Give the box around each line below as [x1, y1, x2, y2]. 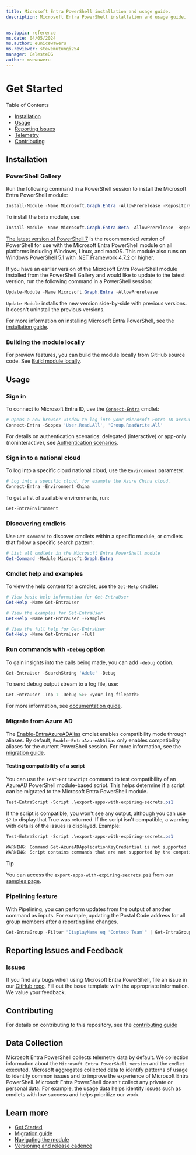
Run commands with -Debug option [6, 645, 106, 654]
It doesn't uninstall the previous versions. [6, 306, 105, 313]
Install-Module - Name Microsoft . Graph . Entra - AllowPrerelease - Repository [6, 203, 192, 209]
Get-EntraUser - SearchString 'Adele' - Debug [6, 670, 116, 676]
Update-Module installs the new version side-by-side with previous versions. [6, 300, 187, 307]
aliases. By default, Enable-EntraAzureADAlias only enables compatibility [6, 737, 180, 744]
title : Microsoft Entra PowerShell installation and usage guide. [6, 8, 171, 15]
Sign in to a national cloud [6, 453, 80, 462]
